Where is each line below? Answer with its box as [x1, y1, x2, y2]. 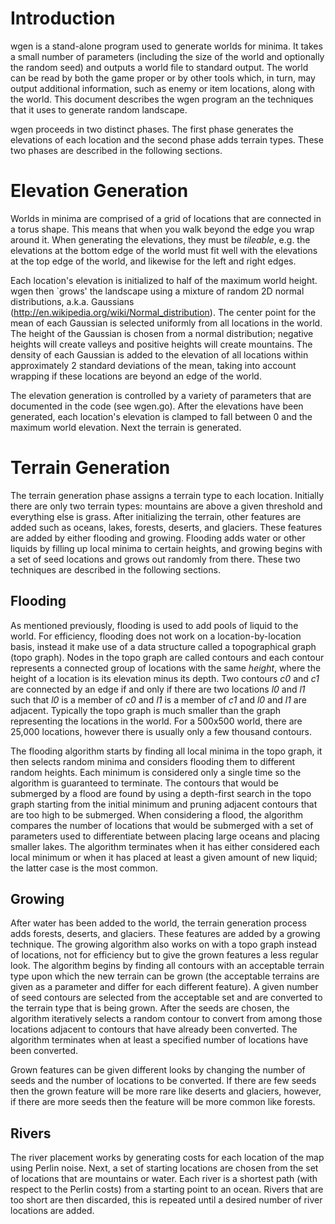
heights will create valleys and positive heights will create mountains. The [10, 338, 313, 350]
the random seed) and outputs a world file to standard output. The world [10, 61, 309, 73]
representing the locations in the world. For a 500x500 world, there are [10, 715, 303, 727]
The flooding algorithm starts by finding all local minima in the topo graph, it [10, 745, 323, 757]
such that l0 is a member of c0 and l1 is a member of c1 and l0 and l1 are [10, 693, 307, 706]
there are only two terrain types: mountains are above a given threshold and [10, 500, 323, 512]
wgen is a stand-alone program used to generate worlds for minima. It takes [10, 40, 323, 52]
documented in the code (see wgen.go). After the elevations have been [10, 400, 304, 412]
